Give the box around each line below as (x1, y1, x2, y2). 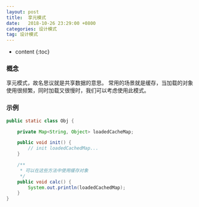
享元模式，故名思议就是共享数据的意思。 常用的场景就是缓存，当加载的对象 (6, 80, 194, 87)
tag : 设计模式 (6, 32, 38, 38)
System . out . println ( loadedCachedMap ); (28, 185, 126, 191)
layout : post (6, 8, 39, 15)
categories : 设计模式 (6, 25, 57, 32)
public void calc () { (17, 178, 71, 185)
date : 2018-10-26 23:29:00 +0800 (6, 20, 96, 26)
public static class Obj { (6, 118, 74, 124)
